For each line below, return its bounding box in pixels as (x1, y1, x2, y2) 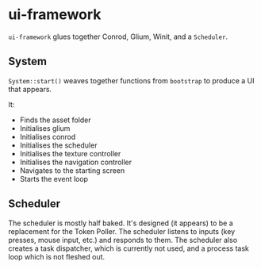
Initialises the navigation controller (19, 157, 132, 167)
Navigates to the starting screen (19, 165, 125, 175)
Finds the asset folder (19, 115, 91, 125)
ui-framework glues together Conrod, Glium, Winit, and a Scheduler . (8, 32, 228, 41)
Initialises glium (19, 123, 71, 133)
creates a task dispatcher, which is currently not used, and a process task (8, 244, 250, 253)
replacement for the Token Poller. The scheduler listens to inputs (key (8, 226, 236, 236)
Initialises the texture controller (19, 148, 121, 158)
